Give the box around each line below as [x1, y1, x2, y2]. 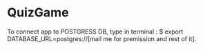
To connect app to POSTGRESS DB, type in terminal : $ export [7, 27, 184, 36]
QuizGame [7, 5, 69, 21]
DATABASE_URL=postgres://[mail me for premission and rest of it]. [7, 34, 197, 42]
